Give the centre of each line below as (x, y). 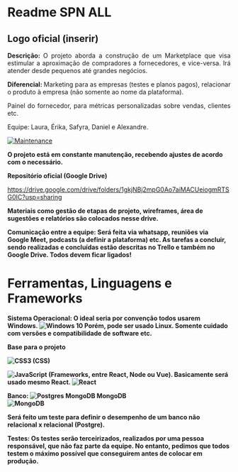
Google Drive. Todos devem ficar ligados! (70, 255)
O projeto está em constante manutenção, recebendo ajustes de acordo (115, 154)
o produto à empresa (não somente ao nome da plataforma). (96, 92)
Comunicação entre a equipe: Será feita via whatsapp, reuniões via (108, 232)
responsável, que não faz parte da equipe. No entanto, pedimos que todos (119, 446)
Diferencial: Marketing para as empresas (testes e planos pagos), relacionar (119, 84)
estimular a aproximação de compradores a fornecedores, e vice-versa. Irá (119, 63)
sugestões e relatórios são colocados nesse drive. (83, 218)
